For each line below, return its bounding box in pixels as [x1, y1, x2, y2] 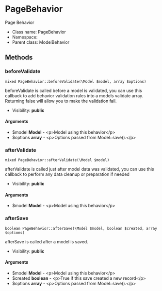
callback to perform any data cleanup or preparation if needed [5, 171, 130, 177]
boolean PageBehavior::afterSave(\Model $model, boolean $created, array [5, 226, 158, 231]
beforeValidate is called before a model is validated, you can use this [5, 88, 142, 93]
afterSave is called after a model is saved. [5, 238, 88, 244]
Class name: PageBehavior [12, 29, 66, 35]
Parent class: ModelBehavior [12, 39, 69, 45]
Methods [5, 54, 33, 62]
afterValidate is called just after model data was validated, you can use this [5, 166, 154, 172]
